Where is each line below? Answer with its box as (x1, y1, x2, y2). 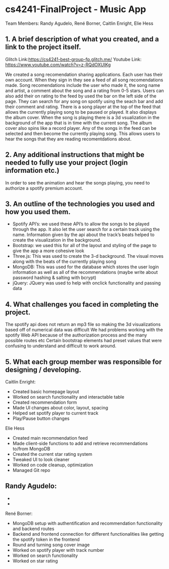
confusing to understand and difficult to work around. (5, 343, 117, 349)
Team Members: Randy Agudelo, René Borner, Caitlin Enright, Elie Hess (5, 20, 154, 26)
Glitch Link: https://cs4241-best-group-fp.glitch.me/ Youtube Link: (5, 56, 142, 62)
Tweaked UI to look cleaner (12, 456, 70, 462)
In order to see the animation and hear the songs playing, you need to (5, 179, 150, 185)
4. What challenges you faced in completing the (5, 300, 159, 309)
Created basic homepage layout (12, 389, 79, 395)
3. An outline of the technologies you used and (5, 200, 155, 208)
